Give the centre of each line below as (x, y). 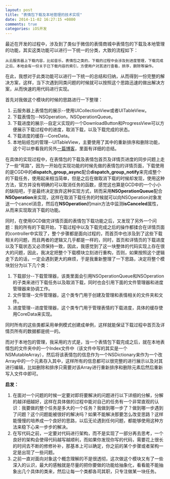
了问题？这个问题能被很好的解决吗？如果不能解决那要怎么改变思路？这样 (88, 415)
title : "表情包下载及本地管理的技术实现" (44, 15)
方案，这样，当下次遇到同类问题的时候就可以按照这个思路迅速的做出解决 (85, 83)
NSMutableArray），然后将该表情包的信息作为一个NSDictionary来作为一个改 (84, 355)
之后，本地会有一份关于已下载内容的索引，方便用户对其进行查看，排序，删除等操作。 (80, 66)
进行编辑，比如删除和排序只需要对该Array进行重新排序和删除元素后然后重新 (84, 367)
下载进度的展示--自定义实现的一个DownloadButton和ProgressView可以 (86, 123)
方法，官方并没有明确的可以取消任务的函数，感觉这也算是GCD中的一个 (79, 185)
